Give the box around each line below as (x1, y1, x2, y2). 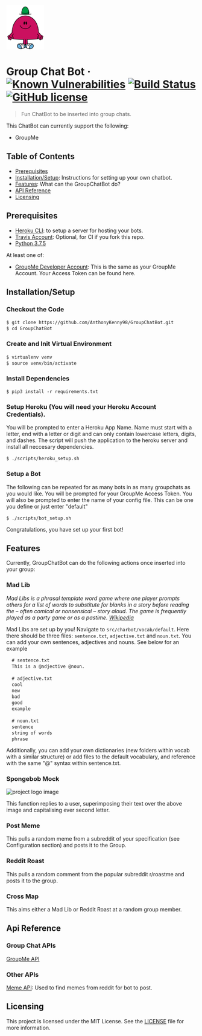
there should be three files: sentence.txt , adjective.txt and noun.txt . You (6, 632, 192, 639)
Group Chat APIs (6, 942, 56, 950)
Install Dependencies (6, 374, 70, 382)
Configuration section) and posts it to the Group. (6, 842, 127, 849)
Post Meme (6, 821, 40, 830)
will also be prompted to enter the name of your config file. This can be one (6, 496, 194, 503)
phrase (11, 736, 28, 742)
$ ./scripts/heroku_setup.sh (6, 455, 80, 462)
